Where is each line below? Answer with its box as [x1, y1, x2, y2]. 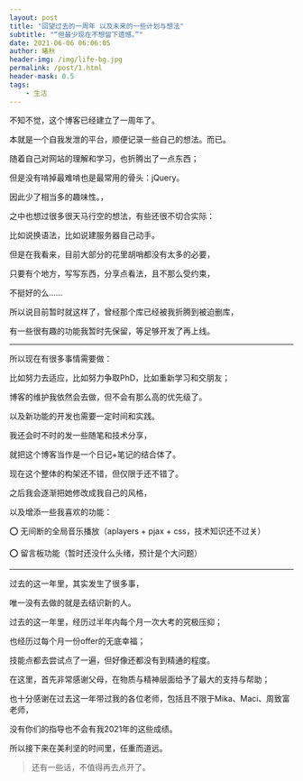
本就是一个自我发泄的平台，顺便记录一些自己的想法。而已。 [9, 133, 231, 144]
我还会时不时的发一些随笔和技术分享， [9, 429, 151, 440]
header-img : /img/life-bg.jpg [9, 55, 124, 64]
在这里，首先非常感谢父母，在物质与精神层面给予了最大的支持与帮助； [9, 674, 271, 685]
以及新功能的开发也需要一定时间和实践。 [9, 410, 160, 421]
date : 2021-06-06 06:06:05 [9, 38, 111, 48]
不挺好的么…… [9, 287, 63, 298]
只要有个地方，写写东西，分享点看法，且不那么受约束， [9, 268, 215, 279]
